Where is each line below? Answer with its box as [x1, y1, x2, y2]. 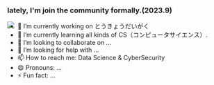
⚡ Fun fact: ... [17, 71, 56, 79]
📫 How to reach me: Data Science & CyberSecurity [17, 54, 165, 62]
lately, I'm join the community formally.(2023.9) [7, 6, 172, 15]
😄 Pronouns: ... [17, 64, 63, 72]
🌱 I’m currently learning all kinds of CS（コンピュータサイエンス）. [17, 30, 208, 39]
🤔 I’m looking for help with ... [17, 46, 99, 54]
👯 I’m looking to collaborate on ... [17, 39, 112, 47]
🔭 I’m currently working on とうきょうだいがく [17, 22, 149, 30]
